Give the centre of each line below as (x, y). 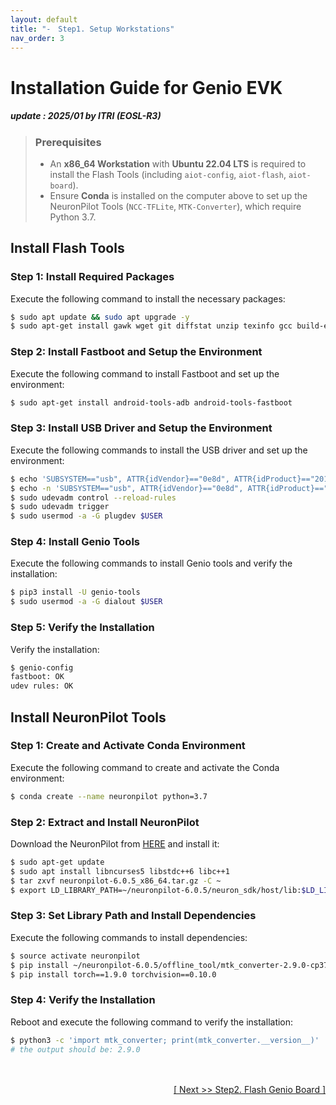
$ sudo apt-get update (57, 862)
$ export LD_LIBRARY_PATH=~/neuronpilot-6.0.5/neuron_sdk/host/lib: (156, 890)
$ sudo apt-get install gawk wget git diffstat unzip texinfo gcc (151, 326)
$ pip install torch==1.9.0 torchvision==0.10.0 (113, 974)
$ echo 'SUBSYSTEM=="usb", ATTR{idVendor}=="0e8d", (120, 479)
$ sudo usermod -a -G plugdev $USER (86, 516)
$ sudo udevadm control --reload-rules (93, 497)
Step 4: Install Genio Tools (75, 542)
